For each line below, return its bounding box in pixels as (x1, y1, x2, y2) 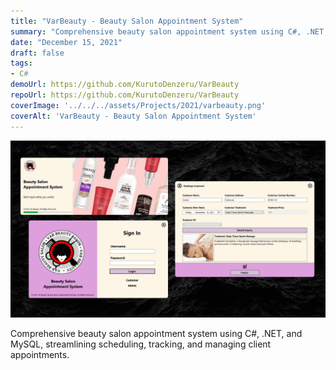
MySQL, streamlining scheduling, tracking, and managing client (10, 338, 272, 350)
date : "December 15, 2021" (10, 37, 123, 47)
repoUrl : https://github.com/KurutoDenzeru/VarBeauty (10, 90, 240, 100)
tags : (10, 58, 33, 69)
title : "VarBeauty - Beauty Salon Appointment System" (10, 16, 244, 26)
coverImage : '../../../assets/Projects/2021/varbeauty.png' (10, 100, 267, 110)
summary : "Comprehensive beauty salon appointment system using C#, (10, 26, 302, 37)
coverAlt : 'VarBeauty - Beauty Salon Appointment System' (10, 111, 257, 121)
